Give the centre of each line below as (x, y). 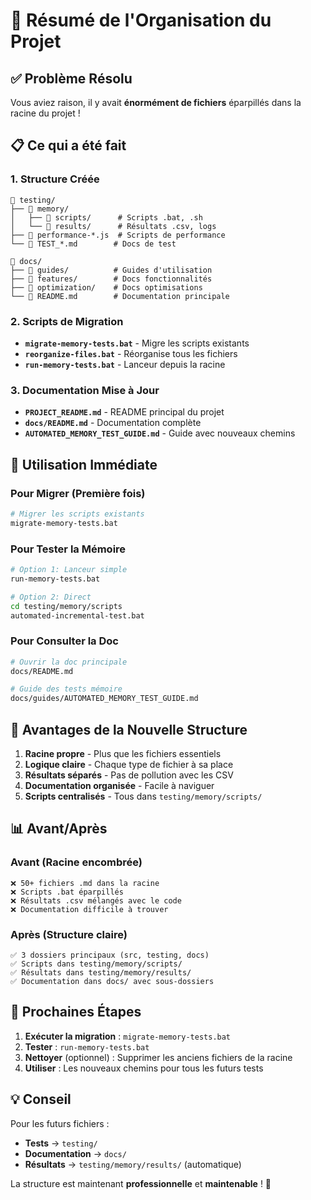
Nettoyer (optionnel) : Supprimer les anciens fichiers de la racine (158, 1057)
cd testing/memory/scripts (66, 606)
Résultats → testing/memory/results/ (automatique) (133, 1164)
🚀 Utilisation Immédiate (84, 464)
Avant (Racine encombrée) (76, 862)
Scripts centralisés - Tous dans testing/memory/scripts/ (143, 796)
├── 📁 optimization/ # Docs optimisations (106, 287)
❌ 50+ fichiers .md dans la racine (85, 883)
